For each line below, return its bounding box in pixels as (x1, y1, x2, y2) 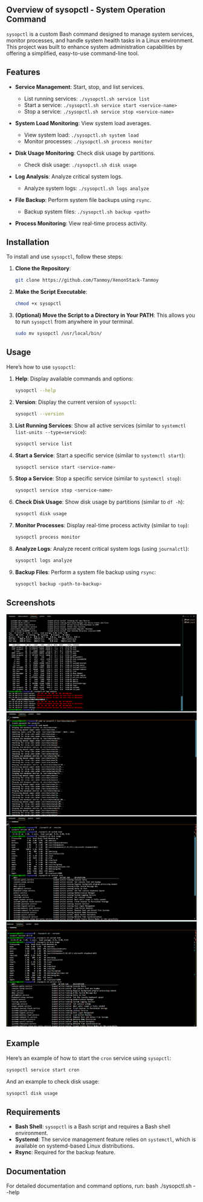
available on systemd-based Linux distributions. (14, 1142, 135, 1149)
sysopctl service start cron (6, 1067, 80, 1073)
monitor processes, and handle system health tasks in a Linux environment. (6, 36, 195, 44)
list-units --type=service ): (14, 428, 86, 435)
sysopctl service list (14, 441, 72, 447)
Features (6, 67, 40, 77)
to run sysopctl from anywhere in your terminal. (14, 318, 134, 325)
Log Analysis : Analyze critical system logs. (14, 172, 123, 180)
